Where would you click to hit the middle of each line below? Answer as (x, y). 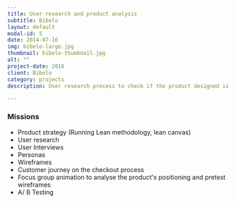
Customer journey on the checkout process (81, 169)
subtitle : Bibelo (33, 20)
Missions (23, 117)
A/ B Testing (36, 192)
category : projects (36, 79)
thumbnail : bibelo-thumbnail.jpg (57, 54)
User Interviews (41, 147)
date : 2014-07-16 (33, 40)
